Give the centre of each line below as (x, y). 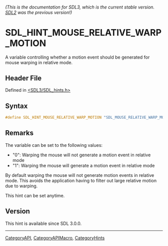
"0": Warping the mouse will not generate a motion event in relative (81, 155)
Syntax (16, 106)
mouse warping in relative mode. (39, 62)
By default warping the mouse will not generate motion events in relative (80, 175)
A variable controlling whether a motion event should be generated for (77, 57)
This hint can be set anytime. (35, 195)
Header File (23, 78)
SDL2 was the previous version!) (39, 12)
